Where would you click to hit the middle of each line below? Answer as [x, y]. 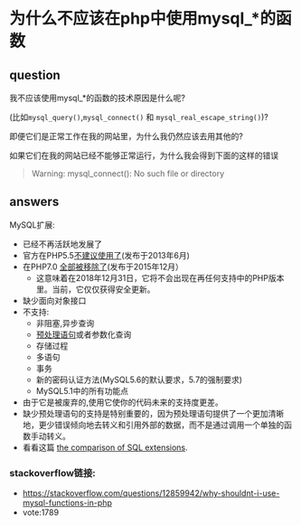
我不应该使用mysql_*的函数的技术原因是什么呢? [97, 98]
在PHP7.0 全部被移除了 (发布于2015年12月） [103, 267]
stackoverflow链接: [53, 473]
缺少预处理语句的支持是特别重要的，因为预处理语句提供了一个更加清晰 [153, 413]
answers [34, 202]
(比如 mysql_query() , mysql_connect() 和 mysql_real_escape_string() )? [139, 117]
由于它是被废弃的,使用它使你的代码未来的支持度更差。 [122, 402]
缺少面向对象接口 [54, 300]
